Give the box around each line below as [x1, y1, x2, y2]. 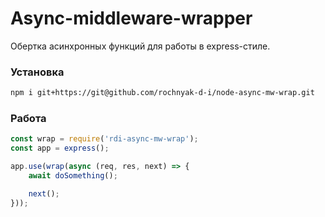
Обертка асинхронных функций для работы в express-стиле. [10, 40, 271, 52]
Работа [10, 112, 47, 126]
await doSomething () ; [28, 171, 118, 181]
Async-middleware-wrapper [10, 7, 253, 30]
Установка [10, 65, 65, 79]
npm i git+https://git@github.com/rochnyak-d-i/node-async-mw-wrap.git [10, 88, 315, 98]
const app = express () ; [10, 143, 110, 154]
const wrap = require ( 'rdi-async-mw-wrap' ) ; [10, 134, 199, 144]
